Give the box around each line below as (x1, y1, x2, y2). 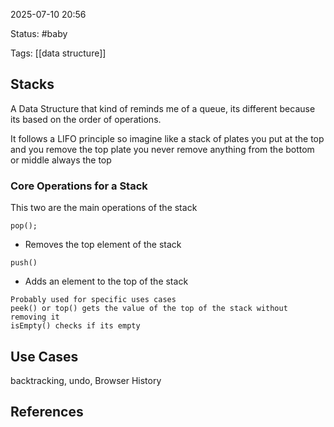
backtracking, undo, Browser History (10, 374, 162, 386)
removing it (10, 312, 60, 323)
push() (10, 258, 38, 268)
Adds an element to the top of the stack (24, 275, 189, 288)
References (10, 404, 84, 421)
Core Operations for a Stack (10, 179, 148, 193)
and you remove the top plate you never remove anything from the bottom (10, 143, 315, 155)
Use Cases (10, 348, 79, 365)
